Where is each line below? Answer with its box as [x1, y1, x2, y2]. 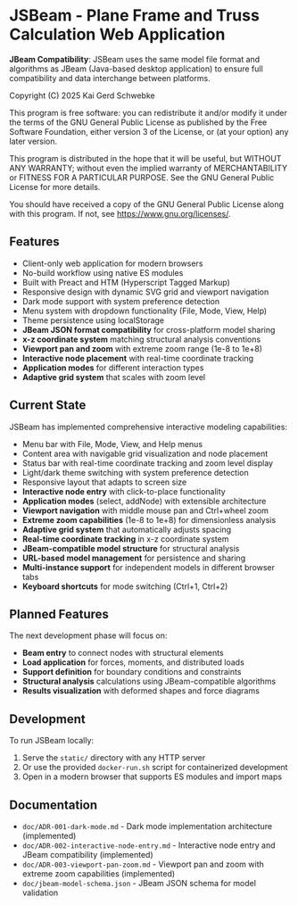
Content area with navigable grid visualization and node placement [21, 448, 269, 459]
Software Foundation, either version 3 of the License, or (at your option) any [9, 126, 289, 137]
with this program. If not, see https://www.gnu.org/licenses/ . [9, 208, 231, 219]
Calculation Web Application [9, 24, 226, 45]
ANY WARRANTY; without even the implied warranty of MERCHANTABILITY [9, 162, 288, 173]
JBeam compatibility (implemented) [21, 850, 153, 859]
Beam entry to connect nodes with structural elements [21, 648, 225, 659]
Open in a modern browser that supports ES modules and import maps [21, 771, 283, 782]
